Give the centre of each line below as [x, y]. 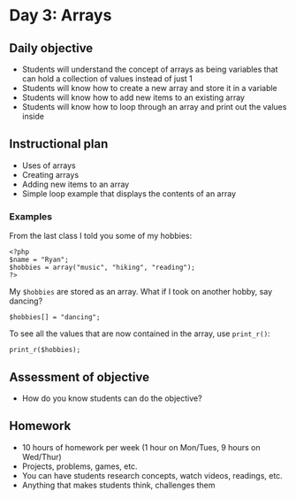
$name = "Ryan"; [39, 260]
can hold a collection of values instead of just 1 [107, 79]
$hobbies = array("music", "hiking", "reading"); [102, 268]
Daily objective [51, 48]
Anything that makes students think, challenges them [118, 485]
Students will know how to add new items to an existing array [133, 97]
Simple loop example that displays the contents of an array [129, 193]
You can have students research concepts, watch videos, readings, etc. [152, 475]
